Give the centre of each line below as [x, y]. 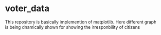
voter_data [27, 9]
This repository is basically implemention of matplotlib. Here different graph [81, 22]
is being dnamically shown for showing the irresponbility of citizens [72, 27]
